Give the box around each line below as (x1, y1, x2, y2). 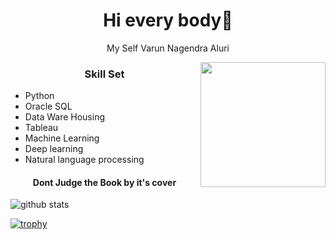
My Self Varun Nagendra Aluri (106, 42, 230, 54)
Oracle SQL (24, 100, 73, 113)
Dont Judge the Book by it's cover (32, 176, 177, 188)
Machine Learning (24, 132, 100, 144)
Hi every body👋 (103, 9, 233, 32)
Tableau (24, 122, 59, 134)
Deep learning (24, 143, 84, 155)
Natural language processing (24, 154, 145, 166)
